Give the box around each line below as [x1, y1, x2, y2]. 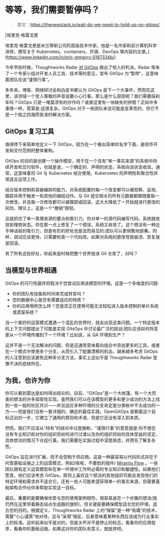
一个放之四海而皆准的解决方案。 [9, 111, 74, 117]
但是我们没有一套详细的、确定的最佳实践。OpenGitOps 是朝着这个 [18, 408, 152, 415]
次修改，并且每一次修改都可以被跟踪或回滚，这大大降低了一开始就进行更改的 [5, 199, 160, 205]
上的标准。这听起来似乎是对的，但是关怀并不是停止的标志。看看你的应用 [5, 520, 151, 526]
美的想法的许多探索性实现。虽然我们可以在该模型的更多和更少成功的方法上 [5, 396, 156, 402]
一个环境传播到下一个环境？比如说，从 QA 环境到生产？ [13, 332, 126, 338]
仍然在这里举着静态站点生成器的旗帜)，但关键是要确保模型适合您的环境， [5, 501, 153, 507]
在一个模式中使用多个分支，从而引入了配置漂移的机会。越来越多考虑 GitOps [5, 348, 158, 354]
